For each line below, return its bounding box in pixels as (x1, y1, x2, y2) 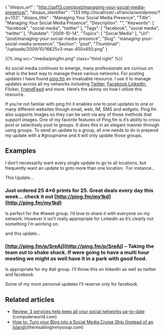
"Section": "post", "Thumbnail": (56, 41, 121, 46)
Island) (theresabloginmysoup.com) (12, 324, 84, 330)
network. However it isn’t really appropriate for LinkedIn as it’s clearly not (5, 216, 154, 222)
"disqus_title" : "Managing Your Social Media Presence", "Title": (22, 15, 152, 20)
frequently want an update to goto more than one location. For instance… (5, 165, 156, 171)
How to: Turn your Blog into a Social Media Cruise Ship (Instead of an (12, 319, 154, 325)
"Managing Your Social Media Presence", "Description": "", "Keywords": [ (5, 20, 154, 26)
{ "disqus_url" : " (5, 4, 39, 10)
